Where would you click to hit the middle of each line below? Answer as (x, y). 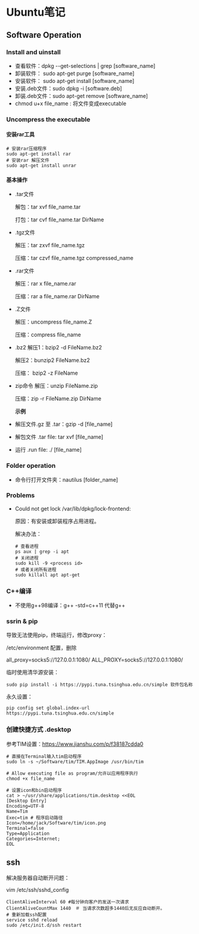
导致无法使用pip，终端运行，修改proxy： (57, 635)
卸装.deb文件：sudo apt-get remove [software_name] (81, 96)
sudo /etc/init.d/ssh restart (44, 925)
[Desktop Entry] (26, 800)
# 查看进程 (27, 546)
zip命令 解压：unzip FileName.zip (56, 386)
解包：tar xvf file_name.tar (48, 207)
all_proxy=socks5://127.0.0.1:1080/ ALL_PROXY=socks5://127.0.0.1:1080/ (95, 660)
